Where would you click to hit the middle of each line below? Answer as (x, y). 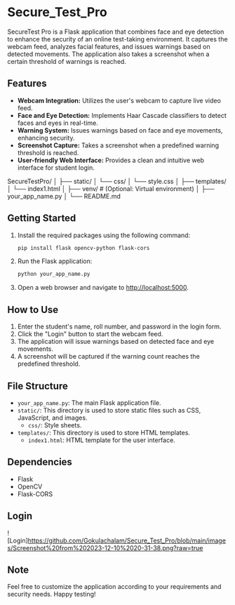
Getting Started (42, 218)
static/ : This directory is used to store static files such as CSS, (109, 410)
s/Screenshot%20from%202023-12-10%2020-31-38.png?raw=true (105, 547)
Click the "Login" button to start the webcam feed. (90, 334)
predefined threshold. (49, 364)
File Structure (38, 386)
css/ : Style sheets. (55, 425)
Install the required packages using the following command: (104, 235)
